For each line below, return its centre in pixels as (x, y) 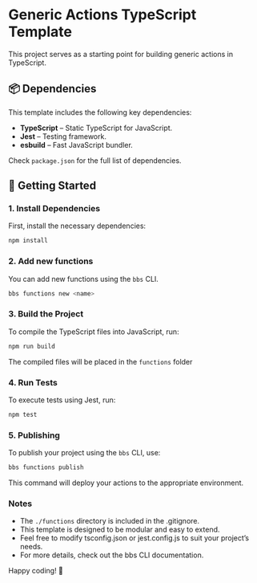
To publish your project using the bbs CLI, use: (84, 453)
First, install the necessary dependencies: (77, 226)
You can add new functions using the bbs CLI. (83, 279)
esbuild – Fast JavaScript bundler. (76, 145)
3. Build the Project (46, 314)
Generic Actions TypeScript (102, 15)
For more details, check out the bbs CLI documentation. (112, 555)
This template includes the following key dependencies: (100, 112)
